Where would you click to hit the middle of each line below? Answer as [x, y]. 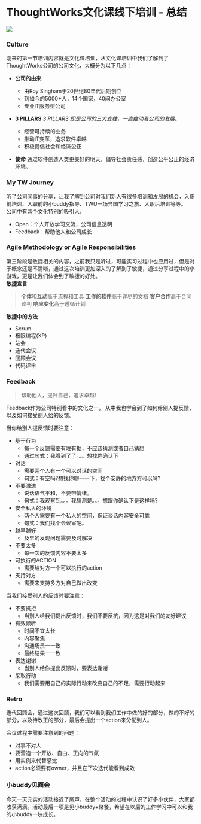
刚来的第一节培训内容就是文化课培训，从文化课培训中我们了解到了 [87, 58]
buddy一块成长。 [37, 814]
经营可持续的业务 [45, 132]
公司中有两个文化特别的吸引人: [44, 211]
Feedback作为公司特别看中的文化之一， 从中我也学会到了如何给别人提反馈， [100, 408]
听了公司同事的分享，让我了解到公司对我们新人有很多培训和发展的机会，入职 [100, 196]
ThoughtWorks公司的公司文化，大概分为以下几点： [69, 66]
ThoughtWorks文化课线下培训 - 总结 [97, 12]
